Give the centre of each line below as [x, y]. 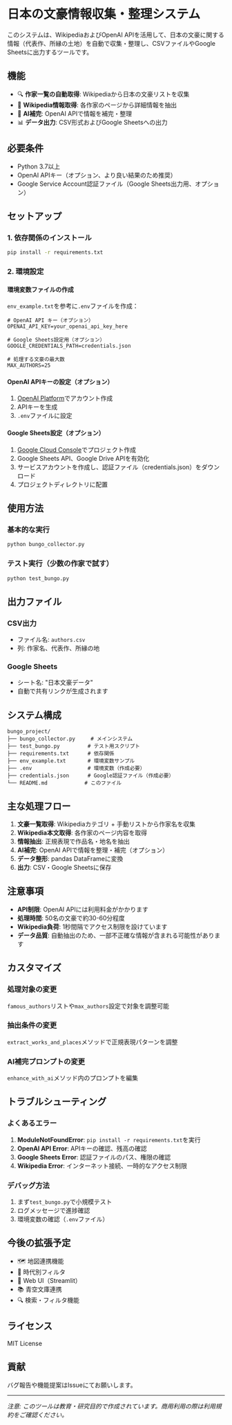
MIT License [25, 1343]
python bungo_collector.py [46, 545]
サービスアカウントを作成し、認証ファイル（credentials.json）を [109, 467]
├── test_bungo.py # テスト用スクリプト [74, 746]
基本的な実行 [29, 530]
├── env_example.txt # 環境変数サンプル [71, 761]
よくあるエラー [32, 1124]
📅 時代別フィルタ [41, 1272]
